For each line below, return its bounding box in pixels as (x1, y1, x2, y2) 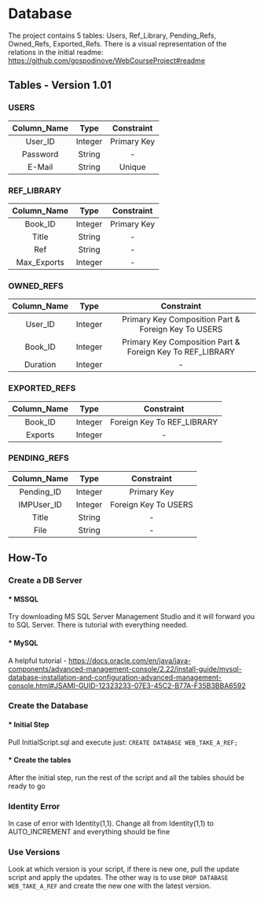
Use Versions (8, 847, 60, 858)
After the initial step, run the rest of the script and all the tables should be (8, 772, 245, 782)
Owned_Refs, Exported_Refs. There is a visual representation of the (8, 39, 227, 48)
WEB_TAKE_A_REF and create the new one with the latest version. (8, 881, 211, 891)
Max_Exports (16, 256, 64, 267)
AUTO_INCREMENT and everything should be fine (8, 827, 170, 837)
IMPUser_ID (18, 499, 63, 510)
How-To (8, 551, 48, 565)
